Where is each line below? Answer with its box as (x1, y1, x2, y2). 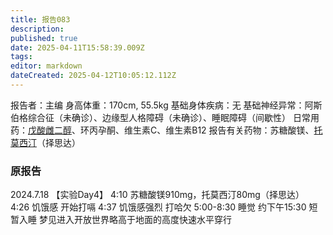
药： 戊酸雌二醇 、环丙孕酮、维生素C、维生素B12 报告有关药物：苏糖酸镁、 (10, 124, 315, 136)
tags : (10, 52, 33, 62)
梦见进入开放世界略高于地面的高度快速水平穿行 (38, 214, 232, 226)
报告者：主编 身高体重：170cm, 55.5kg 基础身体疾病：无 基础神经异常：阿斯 (10, 99, 323, 111)
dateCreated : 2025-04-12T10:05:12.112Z (10, 71, 177, 81)
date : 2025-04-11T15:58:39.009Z (10, 42, 145, 53)
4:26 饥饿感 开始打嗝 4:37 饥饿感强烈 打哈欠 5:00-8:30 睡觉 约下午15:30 (10, 201, 307, 213)
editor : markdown (10, 61, 83, 71)
